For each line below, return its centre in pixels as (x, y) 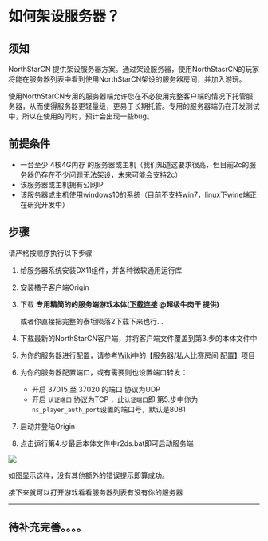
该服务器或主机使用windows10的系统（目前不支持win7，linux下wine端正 (138, 194)
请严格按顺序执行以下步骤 (50, 253)
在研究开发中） (44, 204)
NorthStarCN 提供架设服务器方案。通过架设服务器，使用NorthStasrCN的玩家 (134, 69)
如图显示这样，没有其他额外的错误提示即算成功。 (89, 475)
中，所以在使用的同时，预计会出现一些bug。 (81, 116)
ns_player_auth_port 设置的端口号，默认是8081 (108, 409)
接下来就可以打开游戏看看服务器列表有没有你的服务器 (96, 492)
